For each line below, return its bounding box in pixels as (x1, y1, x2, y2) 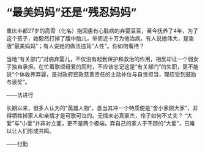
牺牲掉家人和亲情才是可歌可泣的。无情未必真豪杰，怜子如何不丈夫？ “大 (11, 111, 193, 119)
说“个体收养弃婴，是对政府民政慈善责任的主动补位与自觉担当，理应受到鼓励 (6, 70, 197, 78)
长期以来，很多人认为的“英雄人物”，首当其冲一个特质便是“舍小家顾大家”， (6, 104, 193, 111)
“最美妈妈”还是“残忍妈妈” (6, 6, 137, 20)
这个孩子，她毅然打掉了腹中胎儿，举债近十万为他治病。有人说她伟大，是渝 (6, 34, 194, 42)
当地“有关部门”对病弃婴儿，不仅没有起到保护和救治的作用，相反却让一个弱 (6, 55, 194, 62)
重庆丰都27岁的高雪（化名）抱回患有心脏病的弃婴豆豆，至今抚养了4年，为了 (6, 27, 199, 34)
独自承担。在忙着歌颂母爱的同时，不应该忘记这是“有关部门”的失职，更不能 (11, 62, 199, 70)
